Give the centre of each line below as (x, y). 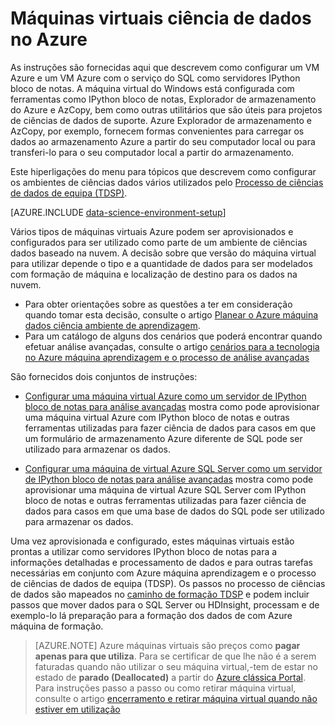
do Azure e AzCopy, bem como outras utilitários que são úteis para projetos (166, 109)
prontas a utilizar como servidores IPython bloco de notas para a (144, 551)
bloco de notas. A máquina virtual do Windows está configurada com (152, 88)
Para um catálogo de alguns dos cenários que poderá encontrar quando (173, 336)
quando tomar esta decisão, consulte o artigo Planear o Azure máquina (171, 314)
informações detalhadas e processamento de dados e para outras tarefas (162, 562)
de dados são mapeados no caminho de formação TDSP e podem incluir (160, 594)
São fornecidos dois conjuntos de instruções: (104, 376)
